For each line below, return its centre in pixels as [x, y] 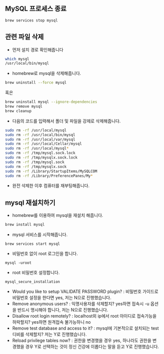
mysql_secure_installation [33, 282]
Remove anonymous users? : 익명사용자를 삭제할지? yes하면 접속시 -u [81, 304]
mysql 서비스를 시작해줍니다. [40, 235]
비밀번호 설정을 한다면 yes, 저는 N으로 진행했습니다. [62, 298]
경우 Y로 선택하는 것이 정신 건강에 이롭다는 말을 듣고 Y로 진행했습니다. [92, 347]
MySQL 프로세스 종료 [36, 9]
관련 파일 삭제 [24, 37]
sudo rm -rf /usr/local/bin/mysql [40, 135]
